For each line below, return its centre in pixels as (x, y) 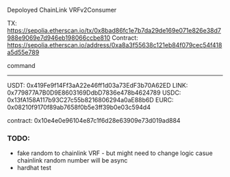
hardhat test (34, 168)
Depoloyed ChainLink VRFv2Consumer (62, 10)
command (21, 66)
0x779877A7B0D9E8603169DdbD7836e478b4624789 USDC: (94, 93)
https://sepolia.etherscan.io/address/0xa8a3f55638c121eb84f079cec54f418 (115, 45)
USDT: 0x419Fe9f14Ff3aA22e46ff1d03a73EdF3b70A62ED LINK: (98, 85)
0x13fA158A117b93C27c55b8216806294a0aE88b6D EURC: (90, 100)
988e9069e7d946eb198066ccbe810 (59, 38)
